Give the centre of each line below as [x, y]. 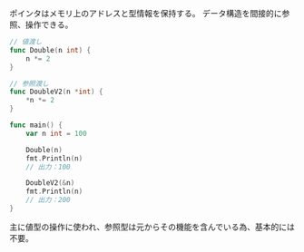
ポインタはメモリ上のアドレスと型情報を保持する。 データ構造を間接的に [146, 13]
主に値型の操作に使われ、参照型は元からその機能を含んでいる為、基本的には [152, 227]
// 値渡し [26, 42]
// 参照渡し [29, 83]
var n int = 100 [57, 133]
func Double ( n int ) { [50, 50]
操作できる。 [49, 24]
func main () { [36, 125]
